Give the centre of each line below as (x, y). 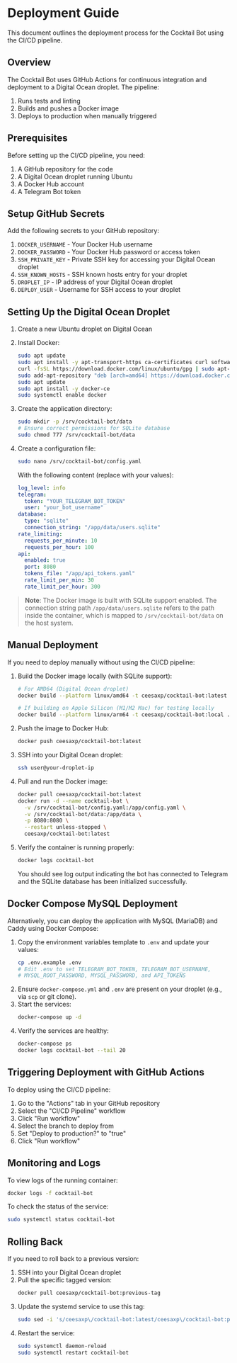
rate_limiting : (40, 534)
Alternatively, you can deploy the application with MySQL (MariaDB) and (112, 921)
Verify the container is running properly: (76, 847)
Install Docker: (39, 343)
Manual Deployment (53, 645)
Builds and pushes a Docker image (68, 108)
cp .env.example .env (49, 962)
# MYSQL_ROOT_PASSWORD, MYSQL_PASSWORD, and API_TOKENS (102, 975)
